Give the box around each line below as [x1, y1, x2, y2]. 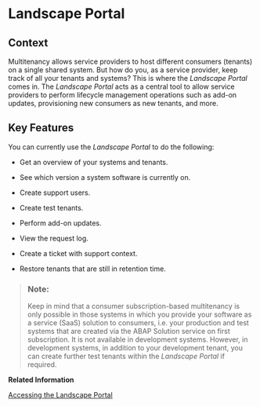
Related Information [8, 375, 74, 385]
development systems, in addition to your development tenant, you [27, 343, 243, 353]
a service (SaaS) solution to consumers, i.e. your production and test [27, 318, 249, 328]
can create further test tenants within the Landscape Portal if [27, 351, 226, 361]
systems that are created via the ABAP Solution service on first [27, 327, 230, 336]
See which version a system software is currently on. [19, 172, 191, 181]
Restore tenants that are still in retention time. [19, 264, 166, 273]
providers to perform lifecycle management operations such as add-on [8, 90, 237, 99]
